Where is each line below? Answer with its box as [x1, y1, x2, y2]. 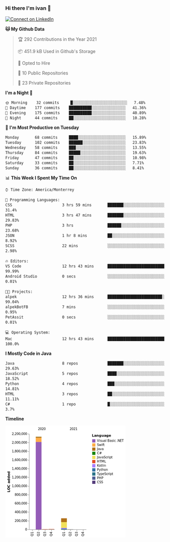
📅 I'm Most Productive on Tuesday [5, 124, 80, 131]
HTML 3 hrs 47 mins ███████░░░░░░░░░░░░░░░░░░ [5, 213, 165, 218]
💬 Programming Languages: [5, 197, 60, 203]
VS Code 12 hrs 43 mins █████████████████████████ [5, 264, 165, 269]
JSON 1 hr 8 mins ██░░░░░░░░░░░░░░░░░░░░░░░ [5, 233, 165, 239]
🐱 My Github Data [5, 26, 45, 32]
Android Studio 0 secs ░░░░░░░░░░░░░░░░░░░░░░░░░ [5, 274, 165, 279]
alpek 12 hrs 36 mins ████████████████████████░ [5, 294, 165, 300]
